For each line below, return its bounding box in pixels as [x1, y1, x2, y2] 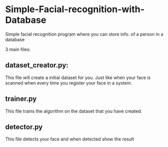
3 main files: [5, 46, 31, 52]
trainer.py [5, 95, 37, 103]
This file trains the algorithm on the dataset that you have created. [5, 108, 142, 114]
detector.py [5, 123, 43, 131]
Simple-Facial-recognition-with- [5, 4, 145, 15]
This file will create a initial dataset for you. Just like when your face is [5, 75, 151, 81]
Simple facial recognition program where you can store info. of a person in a [5, 31, 163, 37]
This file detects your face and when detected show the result [5, 136, 135, 142]
